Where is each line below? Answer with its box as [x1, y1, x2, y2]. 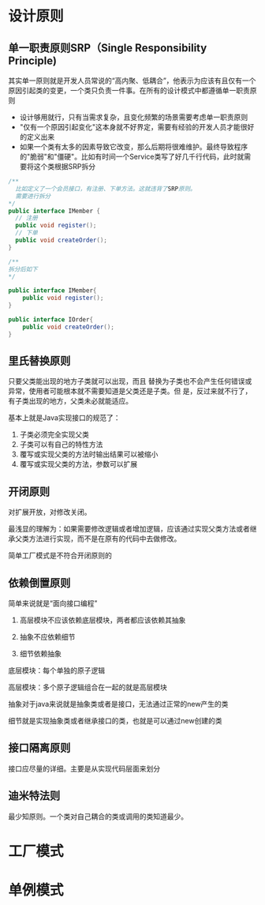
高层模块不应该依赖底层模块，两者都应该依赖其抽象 [19, 615, 186, 625]
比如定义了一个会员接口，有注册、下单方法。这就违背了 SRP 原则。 [15, 185, 196, 193]
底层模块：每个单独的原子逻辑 [8, 666, 105, 675]
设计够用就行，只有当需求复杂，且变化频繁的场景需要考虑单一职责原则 [19, 112, 248, 122]
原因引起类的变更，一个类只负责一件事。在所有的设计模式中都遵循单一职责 [8, 86, 250, 95]
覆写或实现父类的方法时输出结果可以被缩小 [19, 449, 159, 459]
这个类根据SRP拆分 [33, 162, 96, 171]
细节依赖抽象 [19, 649, 62, 659]
